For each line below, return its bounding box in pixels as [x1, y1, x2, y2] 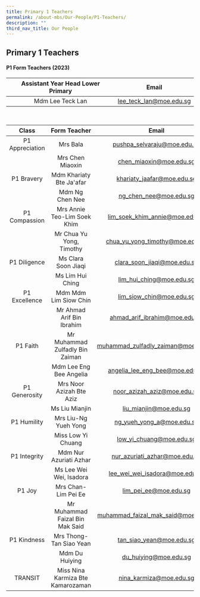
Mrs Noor [57, 380, 85, 388]
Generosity [11, 390, 43, 399]
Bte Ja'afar [55, 178, 86, 186]
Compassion [9, 216, 45, 224]
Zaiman [60, 353, 82, 361]
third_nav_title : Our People [6, 25, 79, 32]
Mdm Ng [58, 187, 83, 196]
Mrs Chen [57, 153, 85, 162]
